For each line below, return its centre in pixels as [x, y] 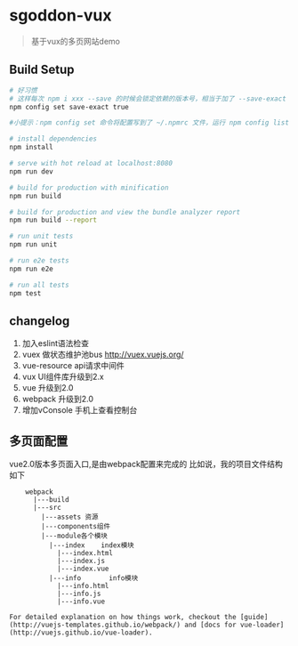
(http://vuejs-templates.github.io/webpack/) [95, 625]
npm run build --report [53, 220]
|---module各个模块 [75, 536]
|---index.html [85, 553]
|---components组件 [76, 527]
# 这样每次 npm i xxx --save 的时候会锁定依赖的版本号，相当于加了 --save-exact [148, 99]
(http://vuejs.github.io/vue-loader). [81, 633]
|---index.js [81, 561]
